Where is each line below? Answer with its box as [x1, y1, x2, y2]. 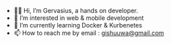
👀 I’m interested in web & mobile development [13, 14, 144, 22]
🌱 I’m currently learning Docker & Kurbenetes [13, 21, 143, 29]
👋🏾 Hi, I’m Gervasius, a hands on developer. [13, 7, 139, 14]
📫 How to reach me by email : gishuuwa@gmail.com [13, 29, 164, 37]
